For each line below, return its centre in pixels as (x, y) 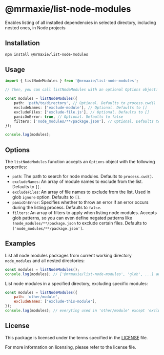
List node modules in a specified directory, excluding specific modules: (76, 283)
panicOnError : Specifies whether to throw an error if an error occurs (80, 202)
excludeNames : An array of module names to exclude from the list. (77, 181)
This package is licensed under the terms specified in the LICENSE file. (76, 337)
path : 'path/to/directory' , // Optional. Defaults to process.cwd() (85, 103)
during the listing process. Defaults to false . (57, 207)
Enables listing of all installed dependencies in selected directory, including (81, 22)
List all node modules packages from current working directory (68, 255)
